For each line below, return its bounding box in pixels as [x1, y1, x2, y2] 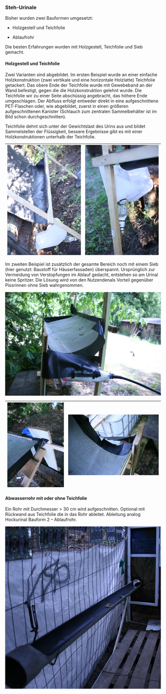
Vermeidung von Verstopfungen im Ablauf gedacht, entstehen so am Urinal [5, 272, 158, 278]
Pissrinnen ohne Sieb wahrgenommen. [5, 282, 84, 288]
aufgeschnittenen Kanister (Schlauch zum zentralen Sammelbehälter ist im [5, 108, 157, 114]
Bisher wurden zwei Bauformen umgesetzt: [5, 15, 93, 21]
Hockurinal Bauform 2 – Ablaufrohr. [5, 516, 77, 523]
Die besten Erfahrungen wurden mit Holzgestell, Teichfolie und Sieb [5, 44, 143, 50]
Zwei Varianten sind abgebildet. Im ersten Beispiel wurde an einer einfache [5, 71, 158, 78]
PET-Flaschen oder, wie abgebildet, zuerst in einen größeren [5, 103, 129, 109]
